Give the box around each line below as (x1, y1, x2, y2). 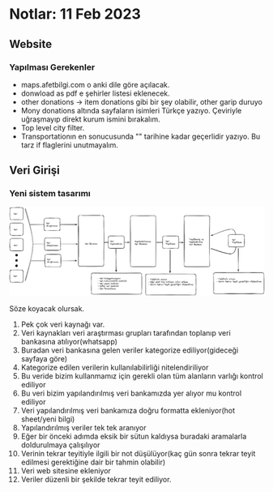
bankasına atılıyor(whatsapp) (20, 337, 118, 347)
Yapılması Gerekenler (9, 62, 96, 73)
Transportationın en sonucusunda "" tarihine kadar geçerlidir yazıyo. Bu (20, 131, 261, 141)
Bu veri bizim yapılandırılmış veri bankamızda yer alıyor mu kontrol (20, 388, 242, 398)
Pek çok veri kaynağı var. (20, 319, 105, 329)
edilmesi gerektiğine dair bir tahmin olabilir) (20, 457, 166, 467)
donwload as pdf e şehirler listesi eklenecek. (20, 88, 171, 98)
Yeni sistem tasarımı (9, 188, 92, 199)
